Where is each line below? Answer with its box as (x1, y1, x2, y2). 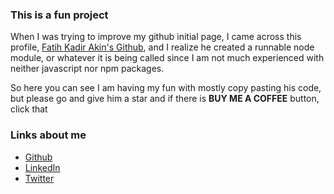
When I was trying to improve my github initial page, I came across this (10, 31, 302, 43)
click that (10, 103, 48, 115)
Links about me (10, 128, 87, 142)
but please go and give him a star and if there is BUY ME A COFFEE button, (10, 93, 320, 105)
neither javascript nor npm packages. (10, 63, 165, 75)
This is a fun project (10, 8, 109, 22)
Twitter (24, 172, 55, 184)
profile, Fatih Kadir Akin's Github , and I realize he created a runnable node (10, 41, 315, 53)
